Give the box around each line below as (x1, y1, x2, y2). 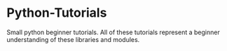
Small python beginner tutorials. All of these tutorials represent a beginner (6, 28, 220, 36)
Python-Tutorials (6, 5, 107, 21)
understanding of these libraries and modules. (6, 35, 140, 43)
